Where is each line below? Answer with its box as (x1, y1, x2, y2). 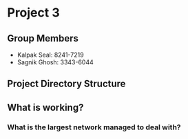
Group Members (7, 33, 79, 44)
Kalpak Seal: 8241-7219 (17, 50, 84, 59)
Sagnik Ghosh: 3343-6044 (17, 58, 94, 66)
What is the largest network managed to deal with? (7, 122, 181, 132)
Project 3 (7, 5, 60, 21)
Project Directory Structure (7, 78, 126, 90)
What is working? (7, 102, 84, 113)
